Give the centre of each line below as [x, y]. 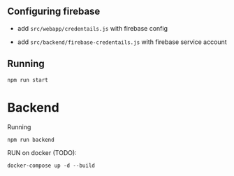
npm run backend [31, 140]
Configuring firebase [54, 12]
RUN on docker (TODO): [42, 152]
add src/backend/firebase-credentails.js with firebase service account [122, 42]
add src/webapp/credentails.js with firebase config [92, 28]
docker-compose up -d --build [51, 166]
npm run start [28, 80]
